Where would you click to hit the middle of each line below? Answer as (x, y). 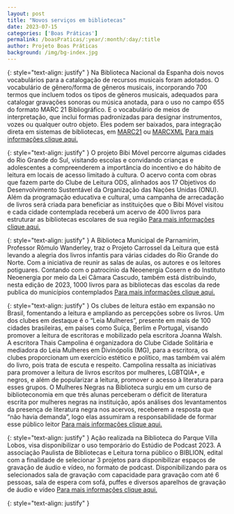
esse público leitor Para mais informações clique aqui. (85, 424)
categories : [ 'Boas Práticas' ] (53, 33)
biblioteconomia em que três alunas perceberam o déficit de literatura (107, 394)
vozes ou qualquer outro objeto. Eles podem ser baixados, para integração (114, 124)
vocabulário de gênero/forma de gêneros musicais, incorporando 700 (107, 87)
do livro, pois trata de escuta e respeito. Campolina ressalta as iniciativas (112, 365)
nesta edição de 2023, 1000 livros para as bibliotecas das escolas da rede (114, 285)
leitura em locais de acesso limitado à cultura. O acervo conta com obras (112, 174)
